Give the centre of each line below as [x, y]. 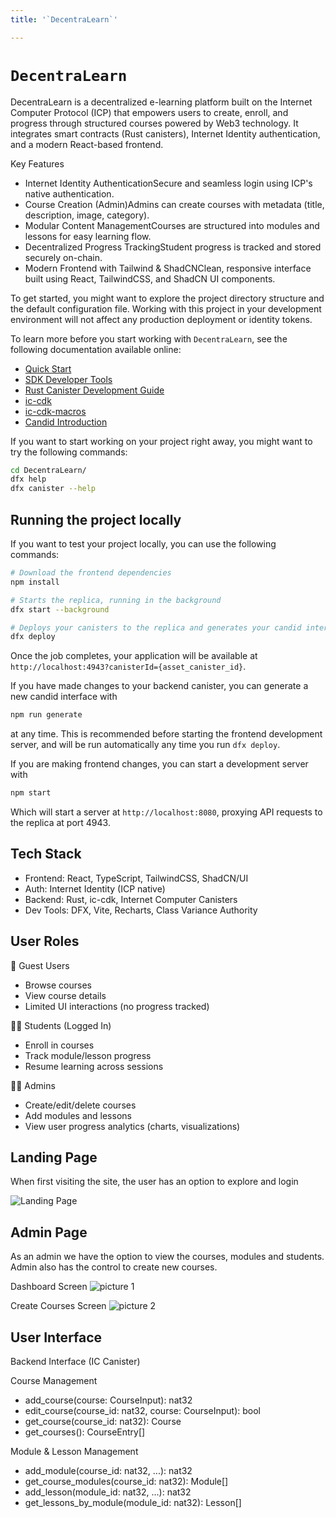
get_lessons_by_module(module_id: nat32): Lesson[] [133, 1503]
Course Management [54, 1381]
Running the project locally [96, 519]
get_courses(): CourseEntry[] [85, 1432]
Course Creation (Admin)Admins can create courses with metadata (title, [174, 204]
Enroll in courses [59, 1045]
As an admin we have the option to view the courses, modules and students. [167, 1257]
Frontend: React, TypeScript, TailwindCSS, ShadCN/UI [136, 878]
